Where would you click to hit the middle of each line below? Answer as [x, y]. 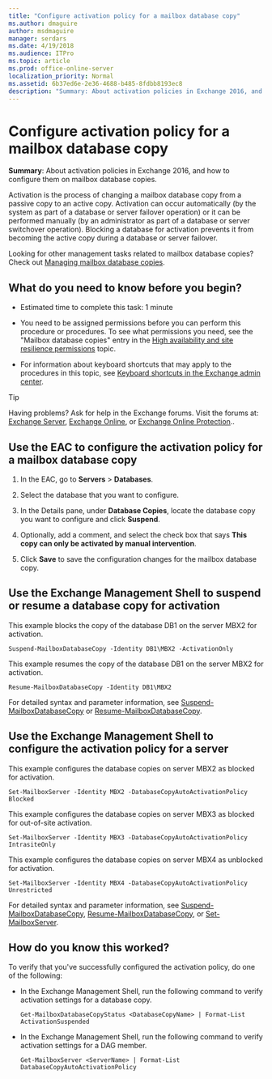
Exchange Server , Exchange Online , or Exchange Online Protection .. [121, 422]
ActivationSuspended [55, 1022]
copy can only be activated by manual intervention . [108, 543]
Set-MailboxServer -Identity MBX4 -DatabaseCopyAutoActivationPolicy [128, 883]
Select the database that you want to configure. [100, 495]
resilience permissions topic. [68, 349]
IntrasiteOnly [32, 844]
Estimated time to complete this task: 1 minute [96, 308]
